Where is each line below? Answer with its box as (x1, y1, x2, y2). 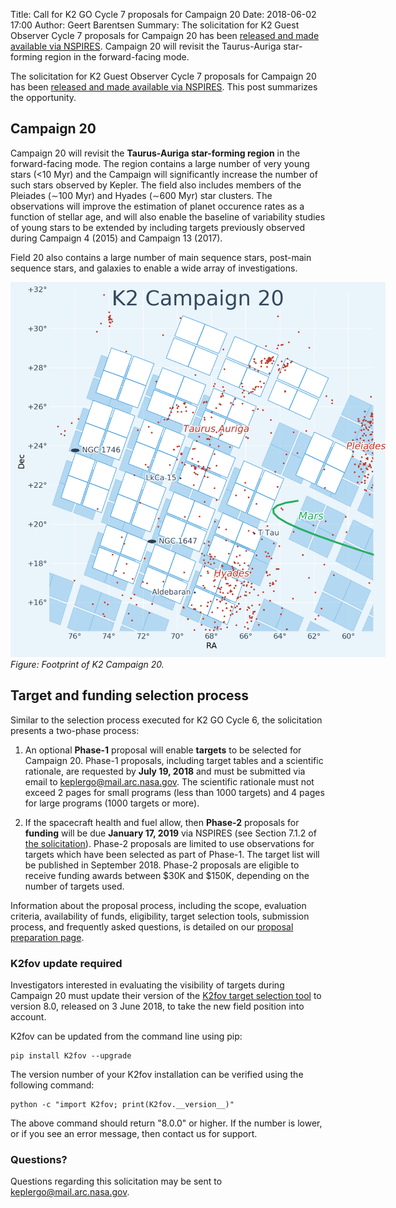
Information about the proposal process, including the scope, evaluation (10, 899, 307, 911)
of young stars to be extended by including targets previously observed (10, 221, 306, 233)
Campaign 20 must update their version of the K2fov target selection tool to (10, 989, 322, 1001)
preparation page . (10, 931, 85, 943)
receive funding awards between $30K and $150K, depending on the (24, 869, 310, 881)
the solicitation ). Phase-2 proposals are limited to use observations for (24, 837, 315, 849)
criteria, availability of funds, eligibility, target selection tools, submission (10, 910, 310, 922)
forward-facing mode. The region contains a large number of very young (10, 157, 310, 169)
